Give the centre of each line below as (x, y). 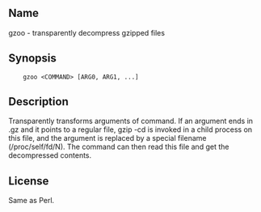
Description (38, 102)
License (29, 181)
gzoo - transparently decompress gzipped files (87, 32)
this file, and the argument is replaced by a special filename (107, 138)
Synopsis (32, 59)
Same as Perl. (32, 201)
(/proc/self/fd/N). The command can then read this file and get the (119, 147)
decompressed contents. (50, 155)
